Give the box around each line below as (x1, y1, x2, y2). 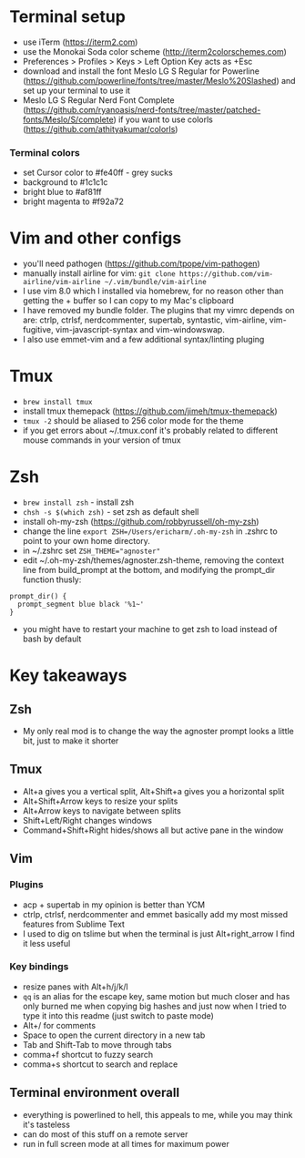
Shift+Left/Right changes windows (22, 815, 153, 825)
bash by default (22, 633, 82, 644)
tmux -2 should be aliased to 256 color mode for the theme (22, 415, 244, 426)
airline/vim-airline (22, 278, 101, 287)
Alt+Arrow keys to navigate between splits (22, 804, 182, 816)
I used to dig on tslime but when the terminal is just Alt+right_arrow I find (22, 927, 296, 939)
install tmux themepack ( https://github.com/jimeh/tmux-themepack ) (22, 405, 278, 416)
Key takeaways (9, 665, 127, 686)
